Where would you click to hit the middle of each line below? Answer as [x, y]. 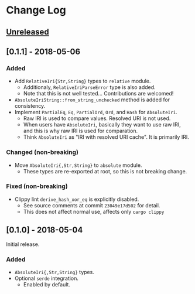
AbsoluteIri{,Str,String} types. [54, 272]
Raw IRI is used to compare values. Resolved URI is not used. [97, 118]
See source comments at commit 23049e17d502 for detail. [92, 205]
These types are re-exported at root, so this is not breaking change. [105, 171]
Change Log [36, 10]
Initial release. [23, 244]
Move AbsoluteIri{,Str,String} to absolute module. [78, 165]
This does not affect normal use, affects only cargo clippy [94, 211]
